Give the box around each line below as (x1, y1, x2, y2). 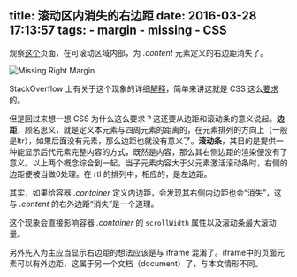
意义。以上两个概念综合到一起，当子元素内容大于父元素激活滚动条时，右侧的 (9, 158, 288, 168)
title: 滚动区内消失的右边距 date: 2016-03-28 (9, 8, 257, 24)
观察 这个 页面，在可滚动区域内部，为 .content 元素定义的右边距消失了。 (9, 47, 268, 58)
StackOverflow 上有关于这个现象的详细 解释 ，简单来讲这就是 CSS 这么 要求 (9, 83, 279, 94)
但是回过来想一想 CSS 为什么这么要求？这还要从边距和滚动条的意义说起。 (9, 113, 278, 124)
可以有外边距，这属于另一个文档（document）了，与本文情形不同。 (16, 258, 263, 268)
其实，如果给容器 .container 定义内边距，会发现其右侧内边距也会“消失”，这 (9, 187, 282, 197)
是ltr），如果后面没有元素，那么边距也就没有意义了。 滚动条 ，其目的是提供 (9, 135, 277, 146)
